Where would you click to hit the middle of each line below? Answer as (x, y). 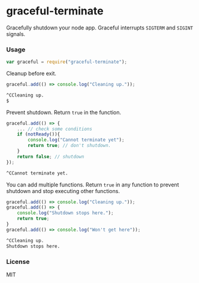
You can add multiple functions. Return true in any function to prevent (93, 185)
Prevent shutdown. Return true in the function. (64, 112)
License (18, 261)
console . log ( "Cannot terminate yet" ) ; (76, 140)
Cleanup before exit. (31, 74)
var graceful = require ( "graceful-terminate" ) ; (67, 62)
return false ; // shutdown (51, 156)
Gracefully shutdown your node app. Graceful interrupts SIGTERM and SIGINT (100, 28)
